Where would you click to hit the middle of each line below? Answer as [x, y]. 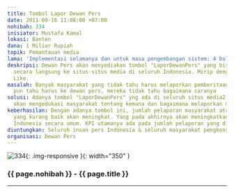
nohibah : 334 [26, 26]
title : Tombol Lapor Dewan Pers [54, 14]
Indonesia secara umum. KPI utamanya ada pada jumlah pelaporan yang [116, 123]
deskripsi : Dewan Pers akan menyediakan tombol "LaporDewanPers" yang [112, 65]
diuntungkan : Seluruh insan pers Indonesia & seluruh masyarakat [104, 130]
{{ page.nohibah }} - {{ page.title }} [68, 174]
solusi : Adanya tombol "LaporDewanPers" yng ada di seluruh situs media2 [117, 98]
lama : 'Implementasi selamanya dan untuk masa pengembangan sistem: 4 [112, 59]
